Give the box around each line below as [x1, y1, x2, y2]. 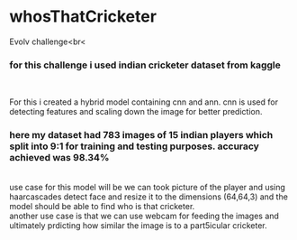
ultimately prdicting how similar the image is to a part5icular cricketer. [9, 219, 267, 231]
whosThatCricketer [9, 6, 157, 27]
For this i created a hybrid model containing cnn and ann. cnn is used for [9, 97, 279, 107]
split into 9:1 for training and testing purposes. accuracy [9, 140, 259, 152]
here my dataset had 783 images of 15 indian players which [9, 129, 274, 142]
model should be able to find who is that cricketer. [9, 200, 195, 211]
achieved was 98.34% [9, 152, 110, 164]
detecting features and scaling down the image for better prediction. [9, 106, 263, 117]
